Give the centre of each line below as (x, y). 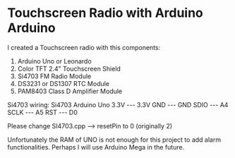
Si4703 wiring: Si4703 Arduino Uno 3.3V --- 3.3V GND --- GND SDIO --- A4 (118, 104)
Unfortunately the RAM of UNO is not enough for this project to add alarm (114, 140)
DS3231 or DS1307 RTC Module (64, 83)
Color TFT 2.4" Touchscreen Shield (69, 68)
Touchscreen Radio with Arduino (105, 13)
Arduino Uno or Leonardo (54, 61)
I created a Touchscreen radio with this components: (84, 47)
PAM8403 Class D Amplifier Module (70, 91)
